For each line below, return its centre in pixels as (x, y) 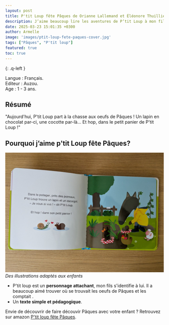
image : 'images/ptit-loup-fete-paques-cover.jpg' (58, 37)
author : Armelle (22, 32)
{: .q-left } (15, 68)
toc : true (16, 53)
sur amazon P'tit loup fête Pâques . (41, 317)
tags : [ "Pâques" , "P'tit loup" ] (39, 43)
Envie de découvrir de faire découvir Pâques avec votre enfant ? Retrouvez (83, 311)
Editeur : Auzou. (22, 83)
